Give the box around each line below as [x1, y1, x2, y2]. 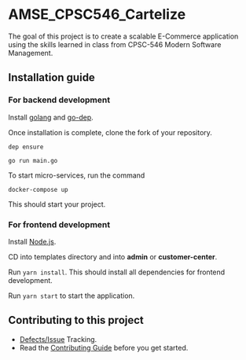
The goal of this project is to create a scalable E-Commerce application [8, 31, 239, 41]
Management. [8, 48, 53, 57]
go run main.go [8, 156, 58, 164]
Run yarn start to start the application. [8, 291, 135, 300]
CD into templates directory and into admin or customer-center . [8, 252, 218, 261]
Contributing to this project [8, 314, 144, 327]
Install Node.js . [8, 237, 57, 246]
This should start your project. [8, 199, 106, 209]
